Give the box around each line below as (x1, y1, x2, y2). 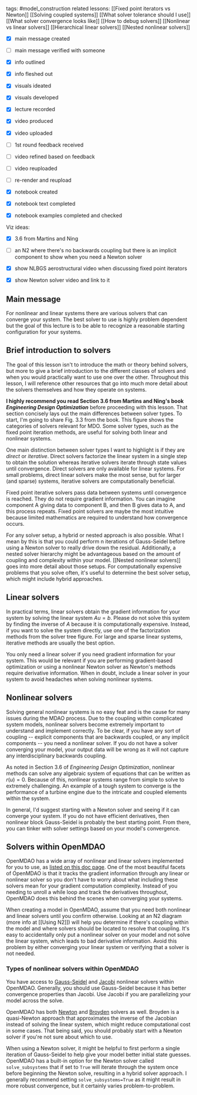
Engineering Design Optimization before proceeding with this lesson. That (6, 403, 188, 410)
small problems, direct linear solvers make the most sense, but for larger (6, 471, 181, 478)
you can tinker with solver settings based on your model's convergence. (6, 824, 181, 832)
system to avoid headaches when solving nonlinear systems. (6, 676, 154, 683)
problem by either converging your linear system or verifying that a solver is (6, 944, 189, 951)
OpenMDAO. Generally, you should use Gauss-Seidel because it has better (6, 984, 186, 991)
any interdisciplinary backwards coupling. (6, 752, 107, 759)
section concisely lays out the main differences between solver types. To (6, 410, 183, 417)
